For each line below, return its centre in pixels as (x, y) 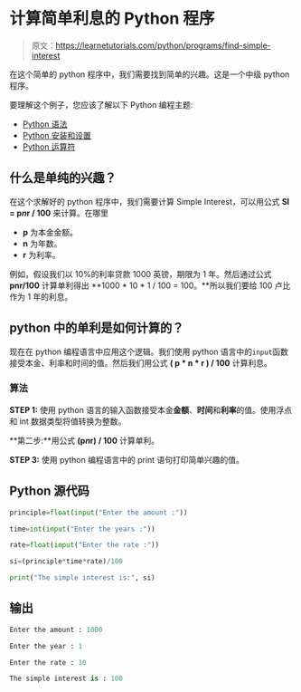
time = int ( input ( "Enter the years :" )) (82, 529)
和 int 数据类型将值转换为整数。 (68, 421)
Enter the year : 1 (46, 646)
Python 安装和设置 (57, 135)
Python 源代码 (50, 491)
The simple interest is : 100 (66, 679)
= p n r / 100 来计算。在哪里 (59, 213)
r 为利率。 (41, 255)
